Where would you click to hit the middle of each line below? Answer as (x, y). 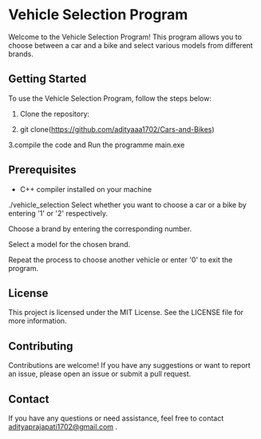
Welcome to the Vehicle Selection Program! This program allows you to (125, 37)
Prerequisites (42, 170)
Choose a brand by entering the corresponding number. (100, 229)
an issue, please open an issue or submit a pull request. (100, 374)
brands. (21, 54)
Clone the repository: (55, 114)
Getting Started (47, 79)
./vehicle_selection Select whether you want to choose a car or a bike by (128, 205)
